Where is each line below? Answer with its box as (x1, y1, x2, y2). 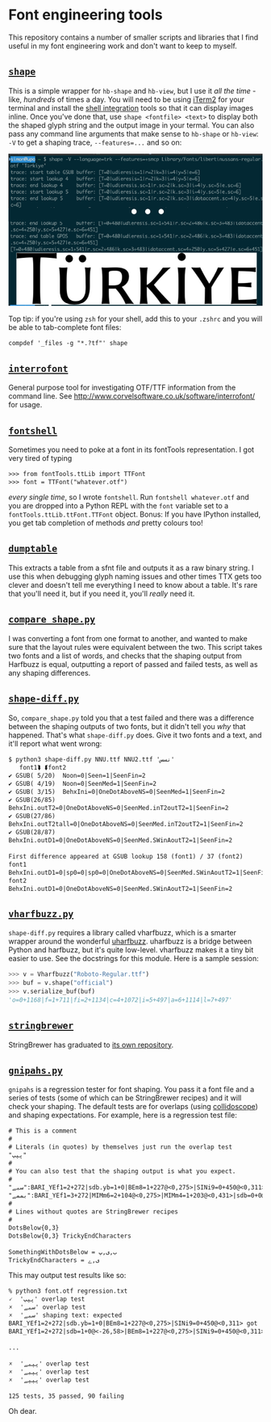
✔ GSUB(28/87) (8, 828, 56, 836)
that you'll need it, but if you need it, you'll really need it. (8, 589, 195, 598)
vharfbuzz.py (8, 908, 74, 919)
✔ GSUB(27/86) (8, 812, 56, 820)
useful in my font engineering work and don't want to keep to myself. (8, 40, 238, 50)
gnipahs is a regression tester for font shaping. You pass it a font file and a (8, 1085, 255, 1095)
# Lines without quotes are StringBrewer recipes (8, 1208, 179, 1216)
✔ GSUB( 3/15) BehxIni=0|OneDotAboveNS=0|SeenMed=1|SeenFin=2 (8, 787, 226, 795)
